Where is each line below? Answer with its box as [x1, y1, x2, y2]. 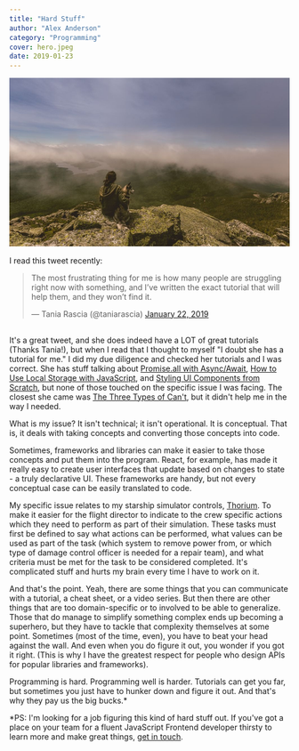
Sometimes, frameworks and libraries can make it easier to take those [9, 445, 265, 456]
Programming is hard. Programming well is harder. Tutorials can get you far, [9, 676, 287, 687]
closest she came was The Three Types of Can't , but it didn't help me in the [9, 392, 287, 402]
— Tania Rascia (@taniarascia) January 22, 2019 [30, 308, 209, 319]
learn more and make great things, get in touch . [9, 731, 184, 742]
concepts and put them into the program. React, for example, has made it [9, 454, 278, 464]
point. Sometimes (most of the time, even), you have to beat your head [9, 630, 269, 641]
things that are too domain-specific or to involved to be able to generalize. [9, 602, 281, 613]
